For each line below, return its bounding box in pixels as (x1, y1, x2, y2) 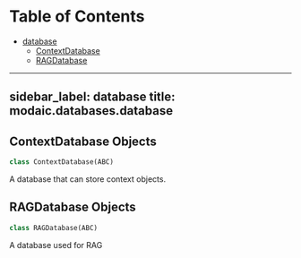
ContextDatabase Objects (9, 133, 157, 149)
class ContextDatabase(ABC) (9, 158, 115, 167)
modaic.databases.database (9, 103, 173, 118)
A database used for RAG (9, 239, 103, 250)
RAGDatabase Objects (9, 200, 136, 215)
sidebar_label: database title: (9, 90, 176, 105)
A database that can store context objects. (9, 174, 167, 185)
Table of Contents (9, 6, 145, 27)
